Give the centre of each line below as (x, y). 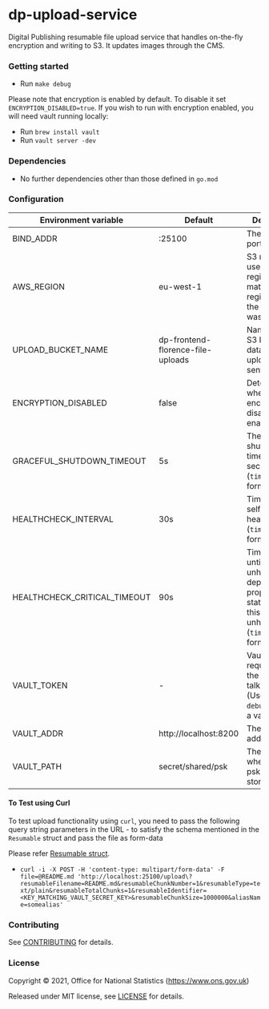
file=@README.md (47, 877)
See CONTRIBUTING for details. (61, 942)
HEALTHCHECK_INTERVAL (63, 519)
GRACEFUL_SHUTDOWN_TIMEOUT (79, 461)
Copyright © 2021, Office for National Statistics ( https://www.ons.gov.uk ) (129, 980)
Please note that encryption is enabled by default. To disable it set (117, 99)
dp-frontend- (185, 340)
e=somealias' (42, 905)
